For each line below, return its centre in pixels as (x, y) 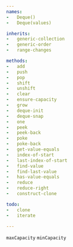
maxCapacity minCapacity (36, 238)
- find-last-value (32, 171)
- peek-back (24, 133)
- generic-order (29, 45)
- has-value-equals (33, 177)
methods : (17, 61)
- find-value (25, 166)
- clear (18, 94)
